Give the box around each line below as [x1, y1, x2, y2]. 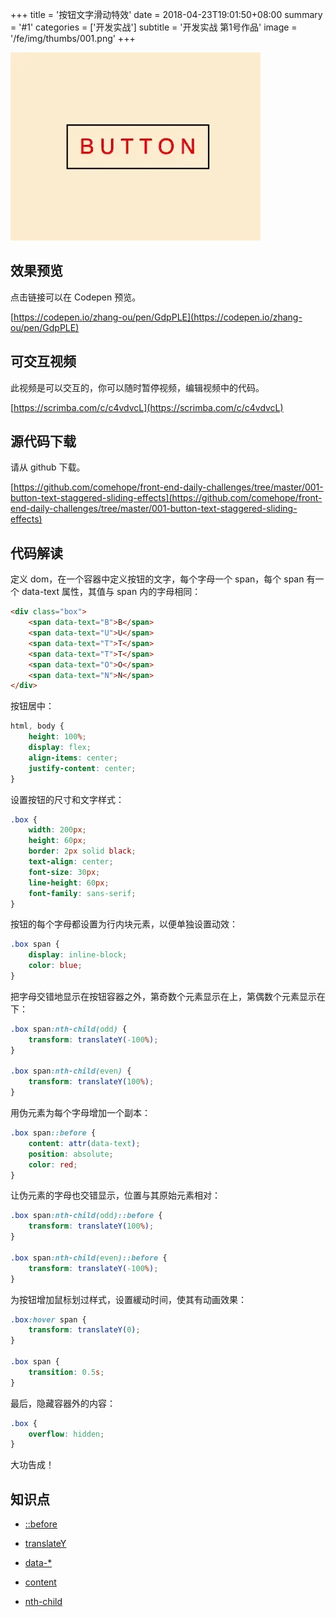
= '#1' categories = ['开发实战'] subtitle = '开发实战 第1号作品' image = [10, 21, 298, 33]
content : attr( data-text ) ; [28, 1138, 141, 1148]
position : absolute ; [28, 1149, 114, 1159]
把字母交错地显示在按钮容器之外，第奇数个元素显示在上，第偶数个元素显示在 [10, 990, 326, 1002]
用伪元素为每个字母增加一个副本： [10, 1107, 151, 1118]
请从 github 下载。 [10, 461, 86, 473]
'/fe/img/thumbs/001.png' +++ [10, 33, 136, 44]
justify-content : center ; [28, 763, 137, 773]
